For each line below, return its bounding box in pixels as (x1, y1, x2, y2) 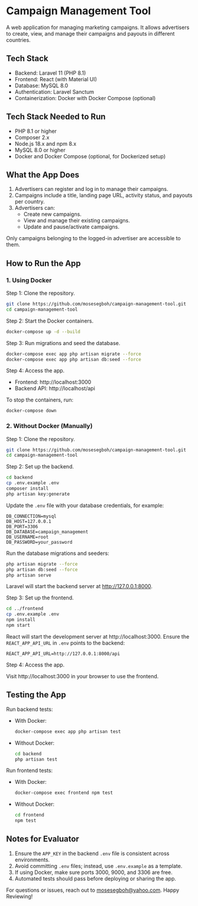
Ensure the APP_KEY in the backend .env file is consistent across (14, 850, 170, 857)
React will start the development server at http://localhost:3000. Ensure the (6, 633, 190, 640)
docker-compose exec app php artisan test (14, 728, 121, 735)
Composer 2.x (14, 133, 50, 141)
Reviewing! (6, 892, 33, 899)
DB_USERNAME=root (6, 534, 49, 540)
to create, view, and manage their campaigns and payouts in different (6, 30, 175, 37)
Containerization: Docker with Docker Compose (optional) (14, 94, 156, 101)
